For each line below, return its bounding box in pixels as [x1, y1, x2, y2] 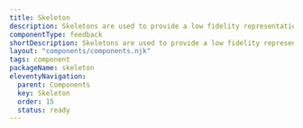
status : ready [17, 105, 70, 114]
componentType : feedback [9, 30, 103, 39]
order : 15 [17, 96, 54, 106]
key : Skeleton [17, 88, 70, 97]
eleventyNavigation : [9, 72, 87, 81]
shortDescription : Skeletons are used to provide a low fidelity [9, 38, 260, 48]
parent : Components [17, 80, 91, 89]
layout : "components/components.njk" [9, 47, 151, 56]
